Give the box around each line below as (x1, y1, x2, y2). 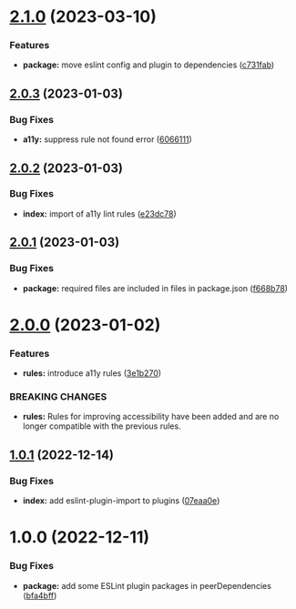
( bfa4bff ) (22, 590, 57, 601)
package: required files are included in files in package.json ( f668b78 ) (22, 282, 289, 293)
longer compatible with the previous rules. (22, 421, 181, 431)
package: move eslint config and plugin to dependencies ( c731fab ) (22, 59, 275, 70)
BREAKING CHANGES (9, 390, 107, 402)
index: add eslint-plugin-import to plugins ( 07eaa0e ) (22, 495, 220, 506)
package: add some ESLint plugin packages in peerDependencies (22, 580, 271, 591)
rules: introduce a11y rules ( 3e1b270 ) (22, 368, 162, 379)
